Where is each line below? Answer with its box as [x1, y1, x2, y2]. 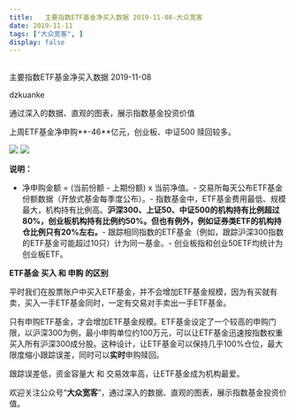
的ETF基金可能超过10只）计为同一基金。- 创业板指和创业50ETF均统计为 [21, 237, 284, 248]
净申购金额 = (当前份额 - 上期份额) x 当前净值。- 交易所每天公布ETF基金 [21, 182, 284, 193]
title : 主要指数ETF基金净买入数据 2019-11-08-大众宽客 [9, 12, 203, 22]
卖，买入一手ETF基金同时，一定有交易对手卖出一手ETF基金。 [9, 297, 231, 308]
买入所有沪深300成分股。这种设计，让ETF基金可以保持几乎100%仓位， [9, 338, 268, 349]
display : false [9, 37, 65, 47]
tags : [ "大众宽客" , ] [9, 29, 84, 38]
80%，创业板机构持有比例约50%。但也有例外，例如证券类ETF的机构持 [21, 215, 283, 226]
